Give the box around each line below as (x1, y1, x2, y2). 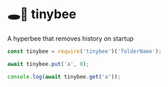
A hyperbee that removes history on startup (7, 34, 134, 43)
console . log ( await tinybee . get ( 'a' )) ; (7, 73, 121, 80)
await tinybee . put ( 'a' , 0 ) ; (7, 60, 90, 67)
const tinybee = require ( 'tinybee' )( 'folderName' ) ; (7, 48, 162, 55)
